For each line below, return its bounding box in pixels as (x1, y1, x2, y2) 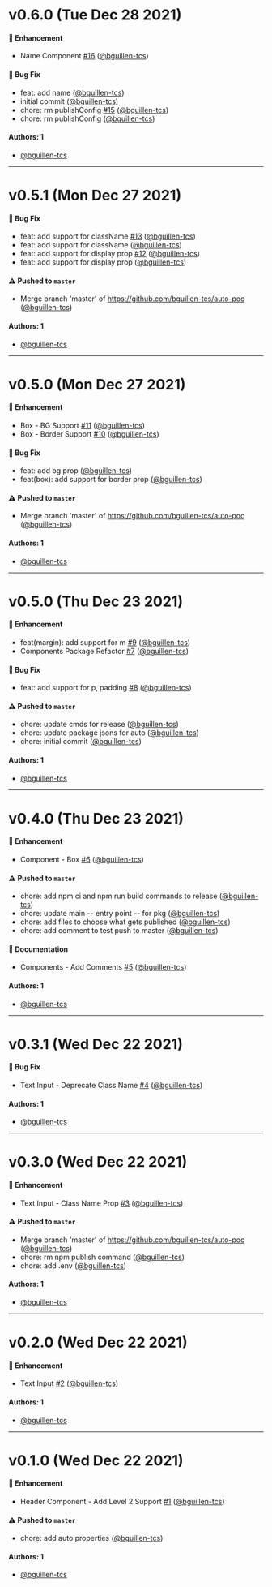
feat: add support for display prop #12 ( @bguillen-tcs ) (19, 249, 201, 259)
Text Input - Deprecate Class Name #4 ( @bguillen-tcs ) (19, 1080, 203, 1090)
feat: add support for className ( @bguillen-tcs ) (19, 240, 182, 250)
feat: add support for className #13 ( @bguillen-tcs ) (19, 231, 196, 241)
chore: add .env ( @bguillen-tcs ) (19, 1260, 127, 1271)
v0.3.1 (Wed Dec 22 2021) (8, 1034, 184, 1053)
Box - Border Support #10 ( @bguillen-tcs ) (19, 428, 159, 439)
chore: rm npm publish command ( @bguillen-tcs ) (19, 1252, 185, 1262)
